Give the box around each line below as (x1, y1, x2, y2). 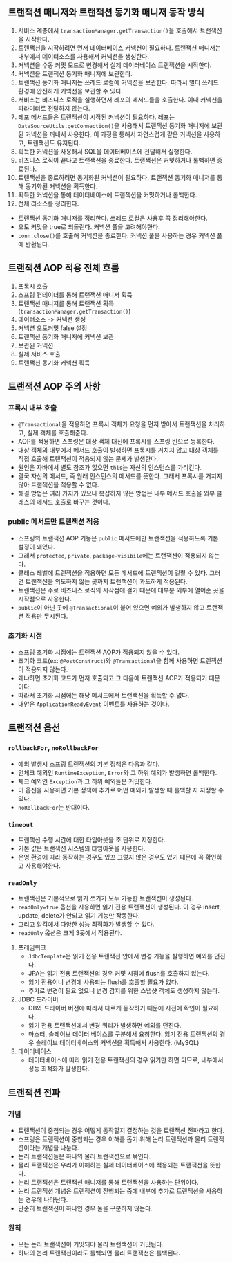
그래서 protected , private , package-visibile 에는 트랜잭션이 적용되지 (17, 551, 208, 559)
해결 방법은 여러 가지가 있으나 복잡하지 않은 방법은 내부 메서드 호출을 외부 (17, 489, 215, 498)
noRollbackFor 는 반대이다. (17, 803, 90, 811)
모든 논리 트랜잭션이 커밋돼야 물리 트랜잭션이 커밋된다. (17, 1240, 164, 1248)
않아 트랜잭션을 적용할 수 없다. (17, 480, 99, 489)
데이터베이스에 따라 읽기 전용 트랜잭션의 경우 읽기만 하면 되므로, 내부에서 (28, 1056, 224, 1064)
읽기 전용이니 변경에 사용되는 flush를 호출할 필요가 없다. (28, 978, 179, 986)
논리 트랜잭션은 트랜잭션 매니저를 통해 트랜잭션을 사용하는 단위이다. (17, 1178, 199, 1186)
